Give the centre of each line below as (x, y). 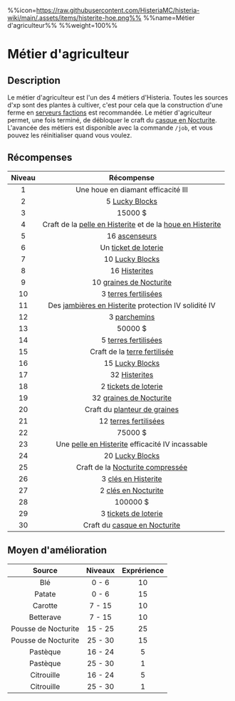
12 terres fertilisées (132, 421)
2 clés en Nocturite (131, 490)
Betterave (45, 617)
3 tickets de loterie (132, 513)
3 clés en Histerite (132, 478)
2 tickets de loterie (132, 386)
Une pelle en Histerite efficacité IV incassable (132, 444)
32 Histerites (132, 374)
